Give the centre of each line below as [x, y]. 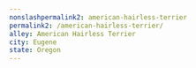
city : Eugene [33, 42]
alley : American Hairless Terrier [73, 34]
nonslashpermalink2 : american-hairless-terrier [98, 17]
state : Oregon [35, 50]
